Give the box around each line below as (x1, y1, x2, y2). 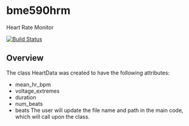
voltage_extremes (15, 87, 60, 94)
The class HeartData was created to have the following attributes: (6, 69, 170, 76)
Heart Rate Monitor (6, 24, 54, 31)
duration (15, 93, 36, 101)
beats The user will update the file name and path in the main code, (15, 107, 184, 114)
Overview (6, 53, 44, 64)
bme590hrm (6, 4, 71, 18)
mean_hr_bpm (15, 81, 51, 88)
